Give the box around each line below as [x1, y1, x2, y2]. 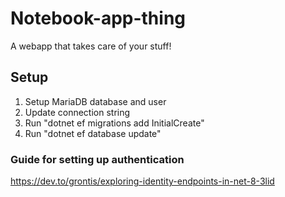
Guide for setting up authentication [10, 152, 185, 166]
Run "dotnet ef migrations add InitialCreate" [24, 117, 205, 129]
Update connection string [24, 106, 131, 118]
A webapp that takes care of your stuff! [10, 40, 172, 52]
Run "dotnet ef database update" [24, 127, 162, 139]
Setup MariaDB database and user [24, 95, 167, 107]
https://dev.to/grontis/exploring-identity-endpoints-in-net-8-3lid [10, 175, 275, 187]
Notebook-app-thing [10, 7, 187, 30]
